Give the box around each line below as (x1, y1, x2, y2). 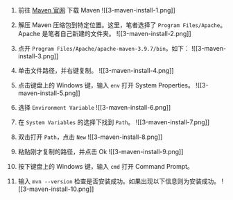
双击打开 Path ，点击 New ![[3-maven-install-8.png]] (17, 133, 163, 141)
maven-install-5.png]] (17, 89, 80, 97)
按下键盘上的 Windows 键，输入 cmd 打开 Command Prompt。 (17, 162, 193, 170)
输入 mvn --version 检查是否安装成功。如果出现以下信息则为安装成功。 (17, 177, 221, 185)
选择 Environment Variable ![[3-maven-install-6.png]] (17, 103, 171, 111)
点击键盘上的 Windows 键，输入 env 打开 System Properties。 (17, 81, 195, 89)
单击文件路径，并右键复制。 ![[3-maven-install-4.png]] (17, 67, 174, 74)
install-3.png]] (17, 52, 59, 60)
